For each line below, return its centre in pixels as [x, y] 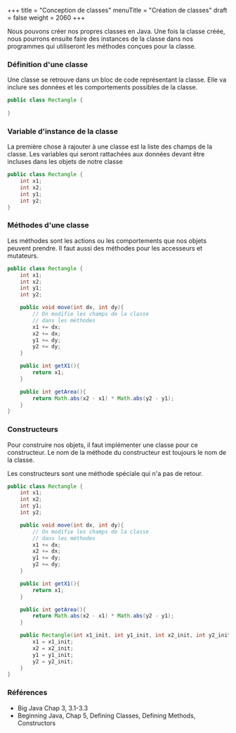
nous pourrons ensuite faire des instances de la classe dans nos [100, 39]
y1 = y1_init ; [53, 655]
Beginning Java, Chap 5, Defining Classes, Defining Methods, [106, 715]
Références [27, 693]
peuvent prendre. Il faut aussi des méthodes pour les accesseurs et [105, 248]
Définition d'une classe [48, 64]
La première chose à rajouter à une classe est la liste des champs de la [110, 146]
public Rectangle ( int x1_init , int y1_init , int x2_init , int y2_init [125, 635]
